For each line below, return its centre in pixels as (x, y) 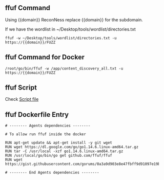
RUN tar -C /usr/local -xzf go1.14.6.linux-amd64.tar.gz (64, 151)
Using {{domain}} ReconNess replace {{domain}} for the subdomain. (74, 19)
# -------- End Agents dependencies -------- (52, 173)
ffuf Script (21, 88)
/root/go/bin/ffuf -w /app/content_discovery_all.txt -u (64, 68)
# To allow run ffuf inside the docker (46, 134)
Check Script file (22, 99)
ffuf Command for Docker (45, 57)
